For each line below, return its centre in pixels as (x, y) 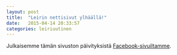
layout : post (23, 12)
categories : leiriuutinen (39, 29)
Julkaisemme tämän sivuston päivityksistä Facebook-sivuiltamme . (89, 46)
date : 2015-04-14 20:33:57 (43, 23)
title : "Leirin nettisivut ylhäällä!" (57, 18)
